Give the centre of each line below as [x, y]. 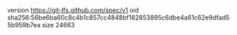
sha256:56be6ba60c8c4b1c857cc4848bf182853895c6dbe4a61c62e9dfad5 [118, 17]
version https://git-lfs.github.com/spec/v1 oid [73, 10]
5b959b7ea [24, 25]
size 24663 [59, 25]
